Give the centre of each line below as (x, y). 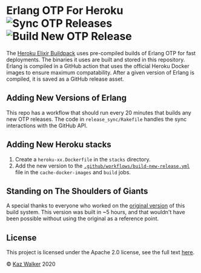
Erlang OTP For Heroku (65, 11)
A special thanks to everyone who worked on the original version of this (96, 206)
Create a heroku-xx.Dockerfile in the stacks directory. (83, 159)
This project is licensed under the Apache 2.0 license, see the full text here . (100, 252)
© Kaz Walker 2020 (31, 264)
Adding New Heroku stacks (59, 145)
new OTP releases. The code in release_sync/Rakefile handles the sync (97, 119)
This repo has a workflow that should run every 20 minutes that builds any (99, 112)
